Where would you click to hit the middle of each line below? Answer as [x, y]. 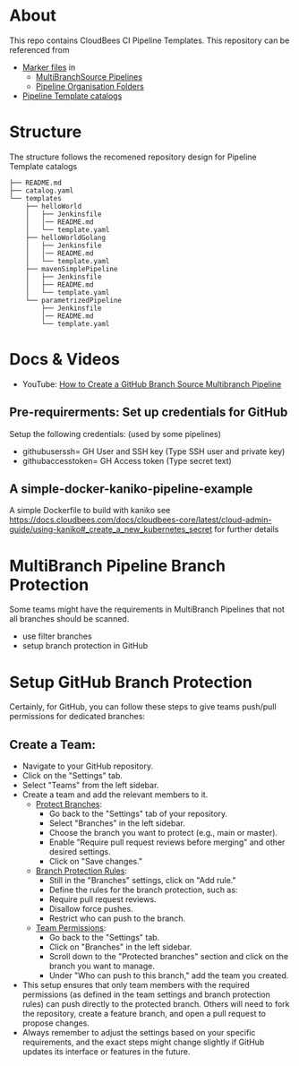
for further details [247, 529]
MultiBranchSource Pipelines [89, 76]
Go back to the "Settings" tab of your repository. [138, 814]
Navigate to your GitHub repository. [88, 766]
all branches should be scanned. [69, 619]
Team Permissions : [71, 928]
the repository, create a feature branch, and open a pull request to [144, 1014]
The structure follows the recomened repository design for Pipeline [133, 157]
